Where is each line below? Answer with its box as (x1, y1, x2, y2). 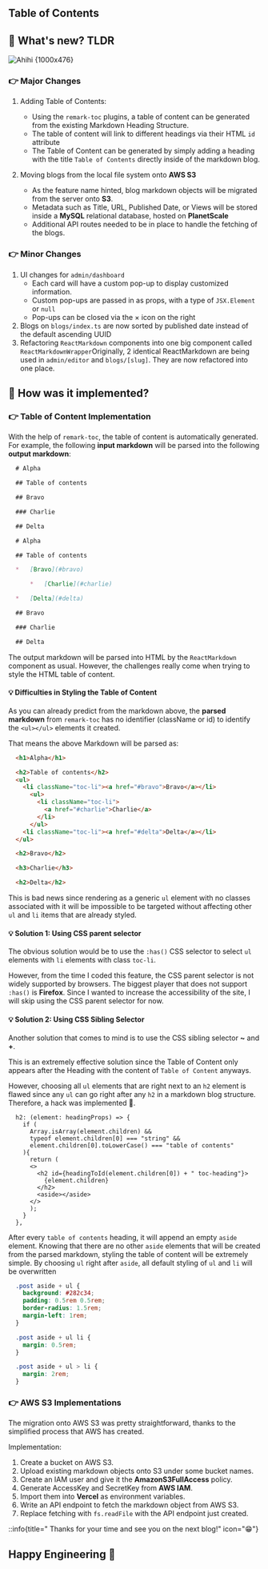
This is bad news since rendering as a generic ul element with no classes (8, 893, 250, 903)
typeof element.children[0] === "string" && (29, 1135, 181, 1143)
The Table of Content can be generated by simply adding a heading (31, 146, 255, 156)
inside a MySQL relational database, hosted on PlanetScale (31, 211, 230, 221)
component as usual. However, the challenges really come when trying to (8, 661, 250, 670)
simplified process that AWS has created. (8, 1427, 145, 1436)
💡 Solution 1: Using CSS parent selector (8, 928, 142, 938)
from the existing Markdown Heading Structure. (31, 121, 190, 130)
